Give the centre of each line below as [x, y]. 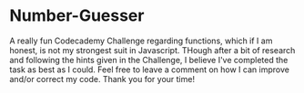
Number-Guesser [77, 16]
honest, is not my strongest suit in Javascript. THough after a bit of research [152, 50]
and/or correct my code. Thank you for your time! [102, 79]
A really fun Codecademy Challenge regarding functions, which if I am [141, 41]
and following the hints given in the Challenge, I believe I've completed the [149, 60]
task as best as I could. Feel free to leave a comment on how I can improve [149, 70]
